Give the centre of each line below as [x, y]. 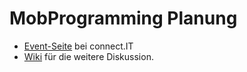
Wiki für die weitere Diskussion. [88, 56]
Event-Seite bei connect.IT [78, 46]
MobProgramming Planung [123, 18]
